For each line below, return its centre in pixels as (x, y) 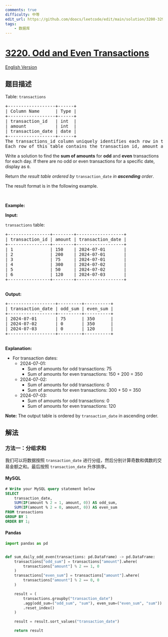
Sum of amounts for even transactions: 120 (71, 406)
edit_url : (15, 19)
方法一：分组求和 (26, 448)
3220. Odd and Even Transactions (77, 53)
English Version (21, 67)
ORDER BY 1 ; (17, 521)
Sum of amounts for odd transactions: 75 (69, 369)
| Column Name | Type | (41, 111)
